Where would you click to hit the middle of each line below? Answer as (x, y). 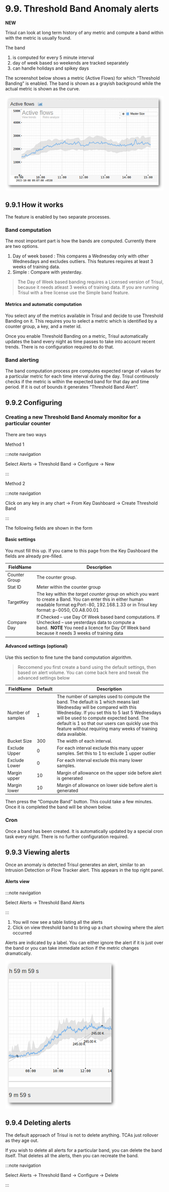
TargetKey (18, 602)
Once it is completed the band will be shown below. (59, 807)
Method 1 (15, 444)
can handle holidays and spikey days (51, 68)
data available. (72, 734)
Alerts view (17, 882)
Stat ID (14, 587)
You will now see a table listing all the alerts (58, 922)
